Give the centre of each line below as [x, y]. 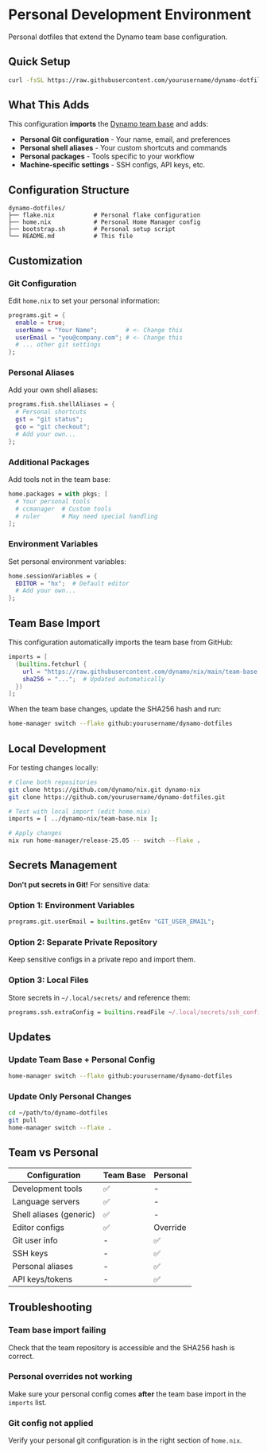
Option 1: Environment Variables [72, 905]
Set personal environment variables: [68, 561]
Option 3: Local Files [48, 980]
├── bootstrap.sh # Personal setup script [92, 229]
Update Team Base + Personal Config [82, 1059]
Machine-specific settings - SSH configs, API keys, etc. [112, 165]
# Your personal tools [53, 501]
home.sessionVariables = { [53, 576]
